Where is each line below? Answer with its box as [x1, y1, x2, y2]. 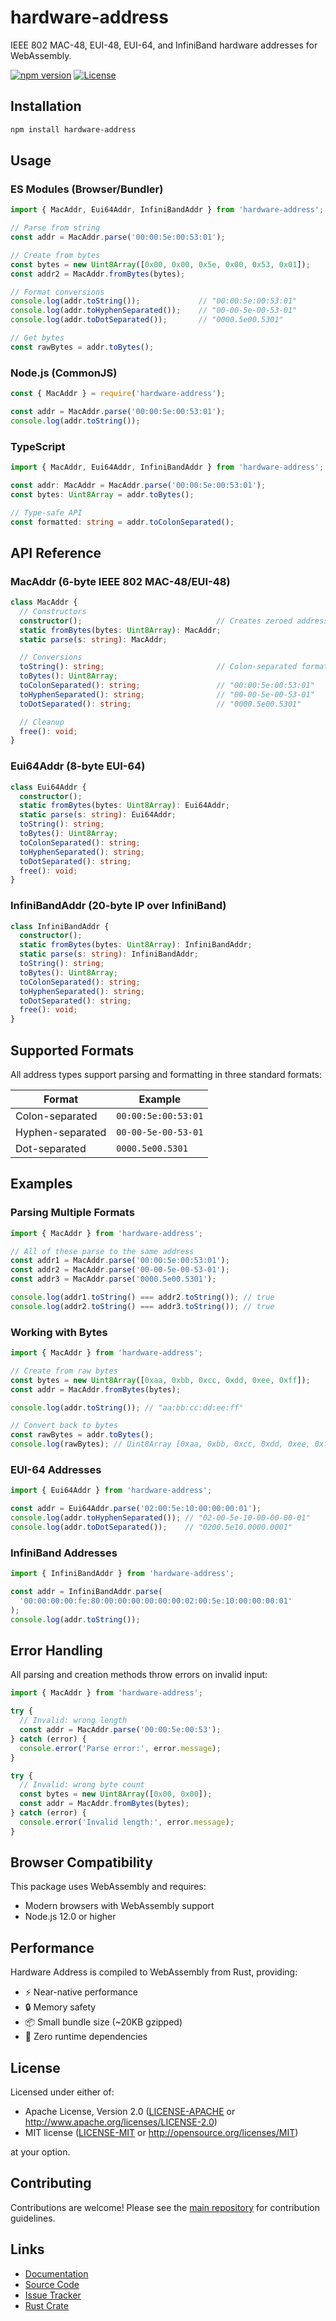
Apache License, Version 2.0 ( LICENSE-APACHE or [24, 2106, 236, 2118]
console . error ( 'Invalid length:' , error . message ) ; [19, 1817, 235, 1827]
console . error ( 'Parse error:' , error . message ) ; [19, 1743, 222, 1753]
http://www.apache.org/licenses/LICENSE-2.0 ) [24, 2116, 218, 2128]
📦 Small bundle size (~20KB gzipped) [24, 2016, 183, 2028]
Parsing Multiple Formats [10, 1206, 135, 1220]
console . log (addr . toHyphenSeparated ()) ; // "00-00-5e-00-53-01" [10, 306, 298, 316]
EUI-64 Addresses [10, 1463, 102, 1477]
